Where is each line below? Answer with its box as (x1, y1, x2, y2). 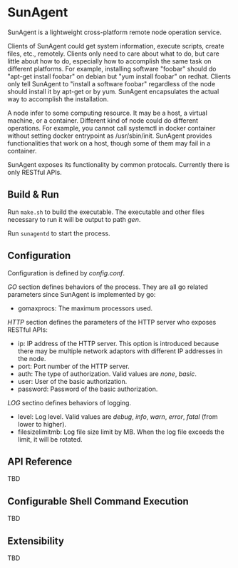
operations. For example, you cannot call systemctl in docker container (7, 123, 216, 132)
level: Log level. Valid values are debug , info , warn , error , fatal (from (17, 412, 218, 421)
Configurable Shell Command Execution (7, 495, 189, 507)
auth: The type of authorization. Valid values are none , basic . (17, 369, 197, 378)
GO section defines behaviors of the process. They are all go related (7, 283, 208, 291)
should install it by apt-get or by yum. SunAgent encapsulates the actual (7, 87, 219, 96)
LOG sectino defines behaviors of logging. (7, 398, 132, 407)
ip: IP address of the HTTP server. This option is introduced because (17, 339, 219, 348)
